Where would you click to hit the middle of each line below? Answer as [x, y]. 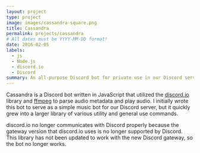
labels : [16, 50]
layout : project [26, 12]
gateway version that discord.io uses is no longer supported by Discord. [94, 132]
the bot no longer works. [36, 144]
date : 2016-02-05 [28, 45]
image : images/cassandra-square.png [51, 23]
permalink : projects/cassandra [45, 34]
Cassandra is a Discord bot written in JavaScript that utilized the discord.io [98, 95]
